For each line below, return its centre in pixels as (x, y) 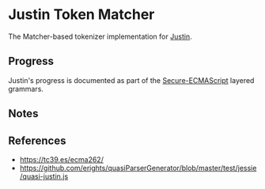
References (37, 140)
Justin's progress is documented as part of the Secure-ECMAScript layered (131, 80)
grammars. (26, 89)
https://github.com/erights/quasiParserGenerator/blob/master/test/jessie (138, 168)
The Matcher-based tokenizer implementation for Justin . (100, 36)
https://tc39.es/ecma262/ (62, 159)
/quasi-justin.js (44, 176)
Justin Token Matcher (81, 15)
